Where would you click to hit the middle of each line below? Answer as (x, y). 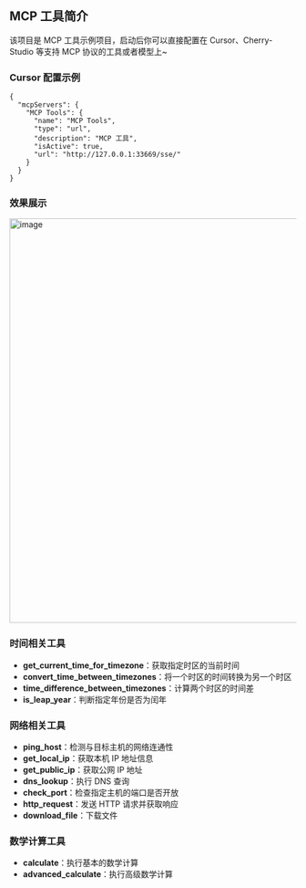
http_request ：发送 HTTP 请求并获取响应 (101, 804)
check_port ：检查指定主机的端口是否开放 (101, 793)
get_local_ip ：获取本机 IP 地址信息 (88, 758)
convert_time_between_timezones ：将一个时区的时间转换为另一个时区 (157, 676)
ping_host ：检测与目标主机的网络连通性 (98, 747)
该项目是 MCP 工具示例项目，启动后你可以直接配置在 (108, 40)
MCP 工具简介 (49, 16)
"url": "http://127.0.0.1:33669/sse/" (107, 155)
